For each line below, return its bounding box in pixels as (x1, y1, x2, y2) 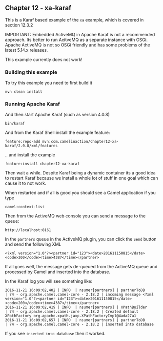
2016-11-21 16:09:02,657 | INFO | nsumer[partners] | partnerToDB (5, 318, 145, 323)
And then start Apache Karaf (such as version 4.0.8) (5, 112, 110, 118)
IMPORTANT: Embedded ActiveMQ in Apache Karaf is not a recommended (5, 31, 155, 37)
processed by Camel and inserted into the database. (5, 269, 111, 275)
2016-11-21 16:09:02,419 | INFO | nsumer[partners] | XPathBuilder (5, 305, 147, 310)
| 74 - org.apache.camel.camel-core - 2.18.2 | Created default (5, 309, 139, 314)
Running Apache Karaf (5, 101, 60, 107)
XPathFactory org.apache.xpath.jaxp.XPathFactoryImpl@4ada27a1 (5, 314, 137, 319)
